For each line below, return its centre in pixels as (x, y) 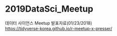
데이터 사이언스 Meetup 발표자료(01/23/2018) (49, 23)
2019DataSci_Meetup (49, 9)
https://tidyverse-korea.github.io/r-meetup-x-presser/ (59, 28)
